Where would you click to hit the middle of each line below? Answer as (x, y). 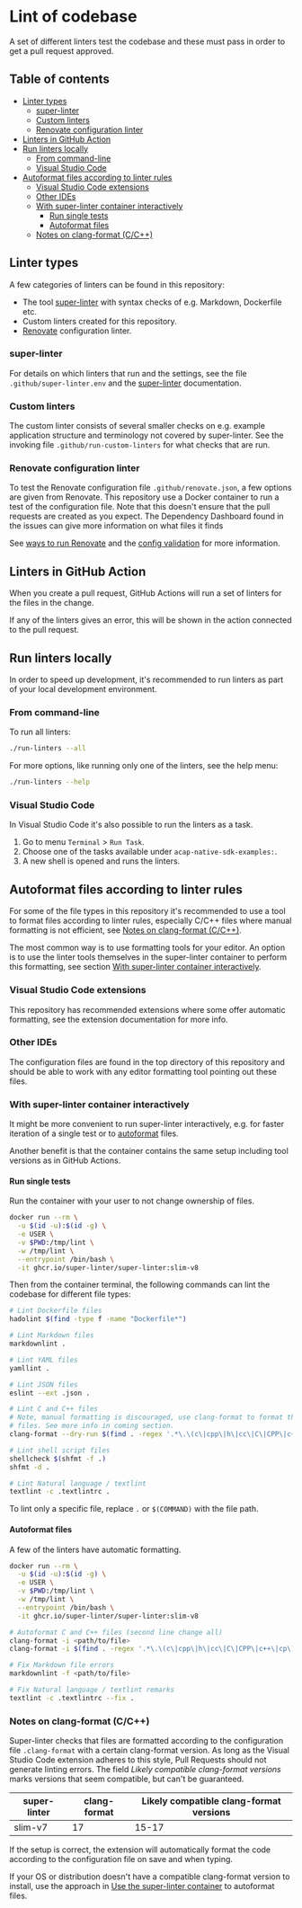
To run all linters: (40, 732)
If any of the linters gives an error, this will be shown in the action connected (151, 620)
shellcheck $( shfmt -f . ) (58, 1459)
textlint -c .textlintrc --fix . (72, 1698)
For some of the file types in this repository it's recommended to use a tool (147, 911)
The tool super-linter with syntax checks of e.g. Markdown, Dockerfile (152, 302)
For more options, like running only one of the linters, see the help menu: (144, 766)
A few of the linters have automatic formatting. (95, 1549)
